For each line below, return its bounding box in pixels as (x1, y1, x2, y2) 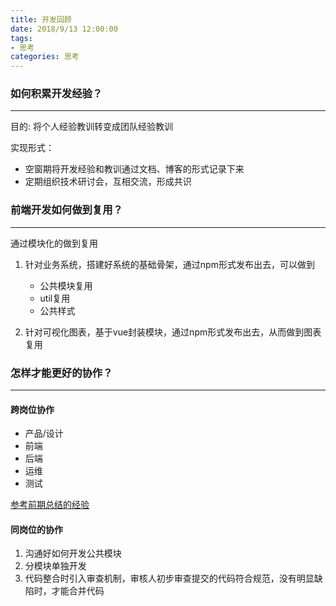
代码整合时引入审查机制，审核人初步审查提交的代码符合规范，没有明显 (24, 572, 315, 585)
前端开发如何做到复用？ (10, 203, 123, 217)
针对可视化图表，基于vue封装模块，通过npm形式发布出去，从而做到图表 (24, 326, 322, 338)
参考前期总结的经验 (10, 499, 90, 511)
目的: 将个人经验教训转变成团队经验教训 (10, 121, 173, 133)
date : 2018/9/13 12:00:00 (10, 24, 118, 34)
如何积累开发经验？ (10, 87, 103, 101)
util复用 (39, 292, 71, 304)
